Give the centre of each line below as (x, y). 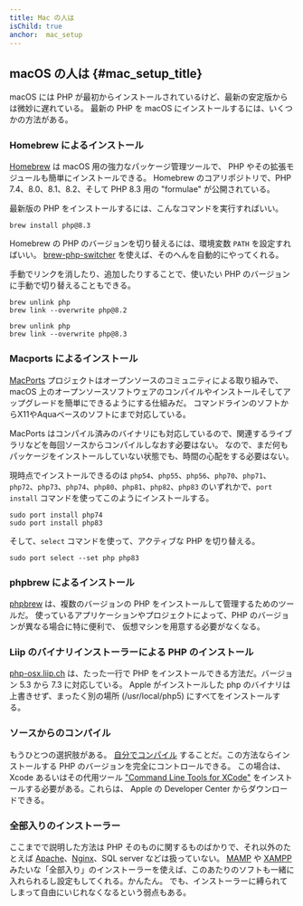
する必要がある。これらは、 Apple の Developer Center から (137, 788)
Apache (50, 858)
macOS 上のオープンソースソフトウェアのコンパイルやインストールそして (146, 391)
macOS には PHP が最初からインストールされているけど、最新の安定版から (149, 97)
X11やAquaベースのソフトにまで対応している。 (104, 414)
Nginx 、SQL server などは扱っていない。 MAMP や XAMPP (182, 858)
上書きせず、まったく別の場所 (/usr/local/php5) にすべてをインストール (141, 696)
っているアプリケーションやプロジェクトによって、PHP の (150, 615)
